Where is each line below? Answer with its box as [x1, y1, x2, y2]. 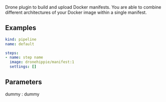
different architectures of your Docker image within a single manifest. [5, 9, 147, 15]
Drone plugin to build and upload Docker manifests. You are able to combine [5, 4, 162, 10]
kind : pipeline [5, 37, 37, 42]
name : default [5, 42, 35, 47]
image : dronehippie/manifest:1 [9, 59, 75, 65]
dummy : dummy [5, 91, 40, 97]
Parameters [5, 78, 42, 86]
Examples [5, 24, 36, 32]
